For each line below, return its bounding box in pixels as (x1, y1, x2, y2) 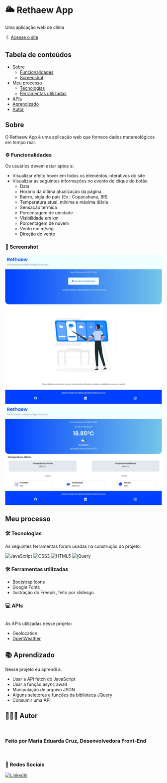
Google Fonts (12, 584, 40, 590)
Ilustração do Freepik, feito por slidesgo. (12, 589, 95, 595)
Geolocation (12, 630, 38, 636)
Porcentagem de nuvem (19, 220, 70, 226)
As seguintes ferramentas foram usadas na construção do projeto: (5, 543, 141, 549)
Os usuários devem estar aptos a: (5, 163, 74, 169)
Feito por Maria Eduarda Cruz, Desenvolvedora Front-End (5, 737, 147, 744)
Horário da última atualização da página (19, 188, 102, 194)
